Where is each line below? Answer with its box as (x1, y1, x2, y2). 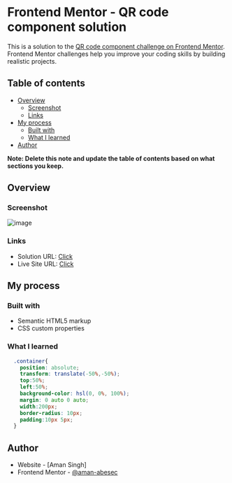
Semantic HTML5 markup (17, 316, 92, 325)
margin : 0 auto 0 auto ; (20, 396, 89, 403)
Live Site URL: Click (17, 260, 74, 268)
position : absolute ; (20, 364, 80, 371)
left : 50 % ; (20, 384, 49, 391)
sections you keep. (7, 162, 64, 170)
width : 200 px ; (20, 403, 58, 410)
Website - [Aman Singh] (17, 461, 87, 469)
